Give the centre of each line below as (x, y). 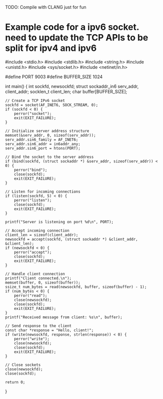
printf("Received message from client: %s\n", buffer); (64, 317)
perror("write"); (32, 339)
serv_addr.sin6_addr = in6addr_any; (43, 144)
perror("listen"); (33, 200)
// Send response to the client (38, 326)
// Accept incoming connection (37, 230)
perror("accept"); (33, 252)
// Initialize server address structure (47, 131)
